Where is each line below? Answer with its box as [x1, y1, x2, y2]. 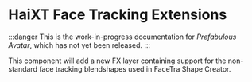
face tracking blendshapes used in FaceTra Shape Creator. [39, 64, 231, 73]
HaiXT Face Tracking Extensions [8, 6, 227, 24]
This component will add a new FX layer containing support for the [8, 56, 227, 65]
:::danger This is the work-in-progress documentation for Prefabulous [8, 32, 237, 41]
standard [8, 64, 38, 73]
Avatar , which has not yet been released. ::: [8, 40, 151, 49]
